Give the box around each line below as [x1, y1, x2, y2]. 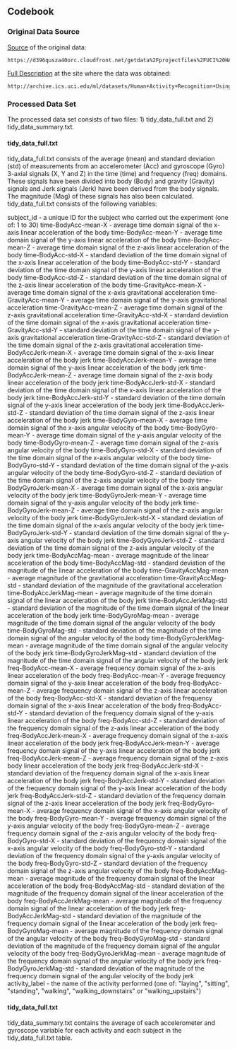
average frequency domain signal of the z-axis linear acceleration [36, 686, 228, 695]
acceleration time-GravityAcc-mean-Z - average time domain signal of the [7, 303, 224, 312]
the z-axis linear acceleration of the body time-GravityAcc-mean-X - [7, 281, 207, 289]
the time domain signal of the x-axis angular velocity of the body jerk [7, 521, 207, 529]
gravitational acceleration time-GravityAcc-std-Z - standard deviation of [20, 334, 230, 342]
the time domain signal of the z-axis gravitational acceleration [7, 341, 187, 349]
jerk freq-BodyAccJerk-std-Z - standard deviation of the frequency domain [7, 792, 226, 800]
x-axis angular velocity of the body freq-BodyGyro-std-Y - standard [7, 844, 205, 852]
